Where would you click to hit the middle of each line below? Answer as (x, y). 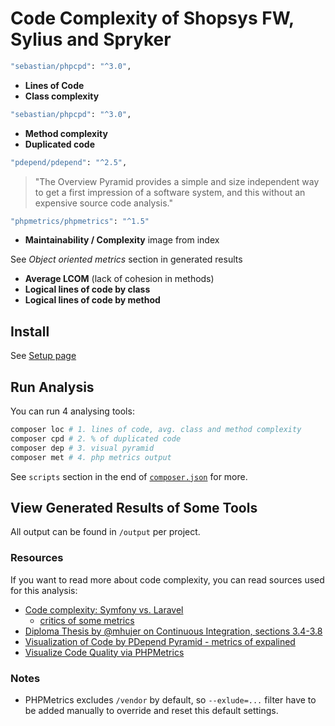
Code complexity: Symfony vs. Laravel (104, 609)
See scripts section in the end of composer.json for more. (129, 476)
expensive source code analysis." (103, 203)
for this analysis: (44, 590)
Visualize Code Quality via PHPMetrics (104, 652)
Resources (37, 558)
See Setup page (43, 356)
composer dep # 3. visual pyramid (82, 448)
